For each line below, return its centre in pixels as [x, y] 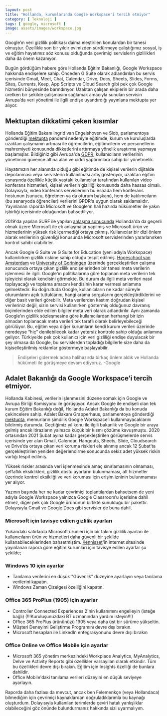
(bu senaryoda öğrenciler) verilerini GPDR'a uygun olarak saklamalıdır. [77, 201]
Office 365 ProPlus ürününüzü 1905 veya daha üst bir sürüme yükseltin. [86, 622]
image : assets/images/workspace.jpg [43, 28]
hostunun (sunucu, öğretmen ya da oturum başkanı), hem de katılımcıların [81, 196]
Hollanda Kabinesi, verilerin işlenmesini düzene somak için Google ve [76, 398]
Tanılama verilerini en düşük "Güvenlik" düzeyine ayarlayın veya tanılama [87, 577]
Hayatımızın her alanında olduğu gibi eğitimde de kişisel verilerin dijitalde [80, 169]
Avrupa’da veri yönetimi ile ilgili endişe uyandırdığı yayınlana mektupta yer [81, 100]
